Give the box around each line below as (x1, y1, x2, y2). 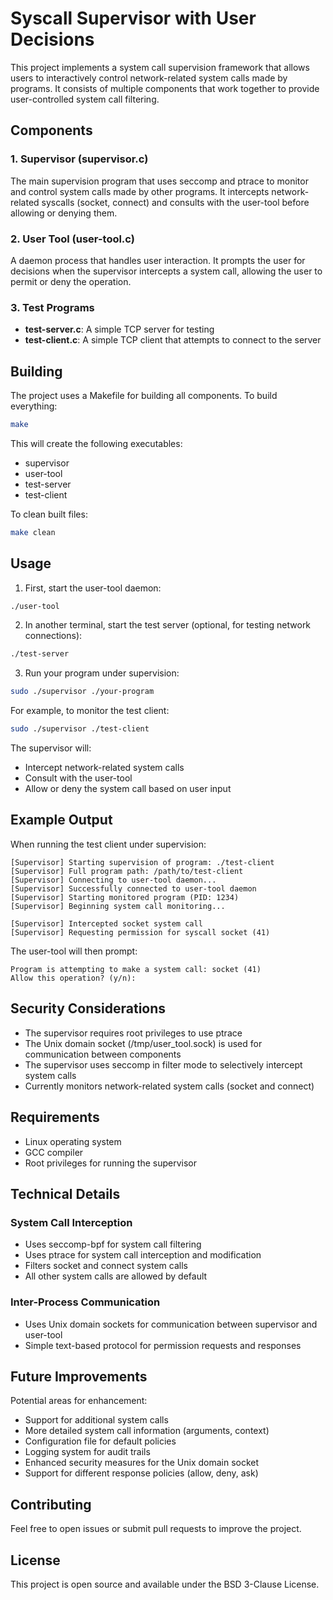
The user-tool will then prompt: (10, 945, 138, 957)
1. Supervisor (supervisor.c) (10, 152, 149, 166)
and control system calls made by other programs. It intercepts (10, 185, 270, 197)
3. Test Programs (10, 300, 95, 314)
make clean (10, 527, 56, 537)
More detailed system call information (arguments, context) (24, 1425, 270, 1437)
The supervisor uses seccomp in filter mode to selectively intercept (24, 1058, 303, 1071)
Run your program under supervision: (24, 667, 180, 679)
